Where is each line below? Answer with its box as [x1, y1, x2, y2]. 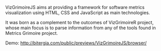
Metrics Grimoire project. [5, 30, 58, 36]
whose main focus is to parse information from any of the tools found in [5, 25, 156, 31]
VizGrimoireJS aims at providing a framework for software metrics [5, 5, 145, 10]
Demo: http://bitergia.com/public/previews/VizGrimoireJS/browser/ [5, 40, 147, 46]
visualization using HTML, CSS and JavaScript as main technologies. [5, 10, 150, 16]
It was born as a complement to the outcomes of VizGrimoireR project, [5, 20, 154, 25]
